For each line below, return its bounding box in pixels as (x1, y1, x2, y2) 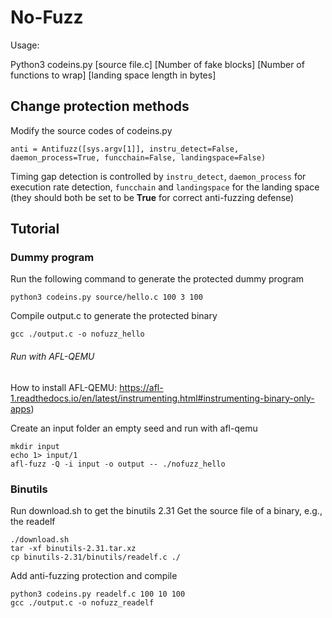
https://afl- (119, 381, 164, 393)
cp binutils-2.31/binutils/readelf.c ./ (10, 552, 182, 562)
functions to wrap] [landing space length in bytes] (10, 69, 217, 81)
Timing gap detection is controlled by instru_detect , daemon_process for (10, 170, 307, 182)
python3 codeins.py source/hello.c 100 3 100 (10, 292, 203, 303)
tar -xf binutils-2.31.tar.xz (10, 543, 137, 553)
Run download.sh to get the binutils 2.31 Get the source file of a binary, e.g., (10, 504, 323, 516)
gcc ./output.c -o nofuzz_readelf (10, 597, 155, 608)
